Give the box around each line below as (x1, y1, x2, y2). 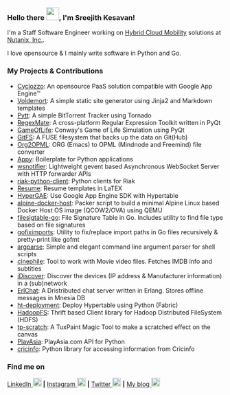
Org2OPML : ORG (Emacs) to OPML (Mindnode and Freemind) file (16, 140, 202, 148)
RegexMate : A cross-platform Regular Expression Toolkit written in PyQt (16, 118, 221, 126)
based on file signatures (16, 221, 86, 229)
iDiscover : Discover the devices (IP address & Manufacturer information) (16, 271, 222, 280)
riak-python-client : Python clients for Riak (16, 177, 135, 185)
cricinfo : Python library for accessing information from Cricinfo (16, 344, 195, 353)
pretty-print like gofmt (16, 235, 80, 243)
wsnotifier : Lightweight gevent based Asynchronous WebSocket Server (16, 162, 220, 170)
